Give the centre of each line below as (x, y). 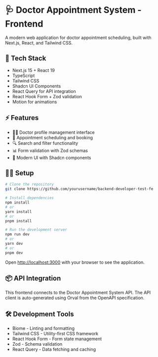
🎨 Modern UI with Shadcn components (52, 158)
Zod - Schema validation (37, 344)
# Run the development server (36, 230)
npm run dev (17, 235)
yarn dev (14, 243)
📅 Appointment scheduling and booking (52, 137)
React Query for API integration (44, 91)
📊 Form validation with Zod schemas (50, 150)
